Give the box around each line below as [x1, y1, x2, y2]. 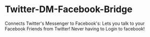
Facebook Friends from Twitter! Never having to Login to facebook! [5, 25, 145, 31]
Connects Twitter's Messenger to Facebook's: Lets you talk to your [5, 20, 145, 26]
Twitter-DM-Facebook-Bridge [5, 4, 133, 15]
